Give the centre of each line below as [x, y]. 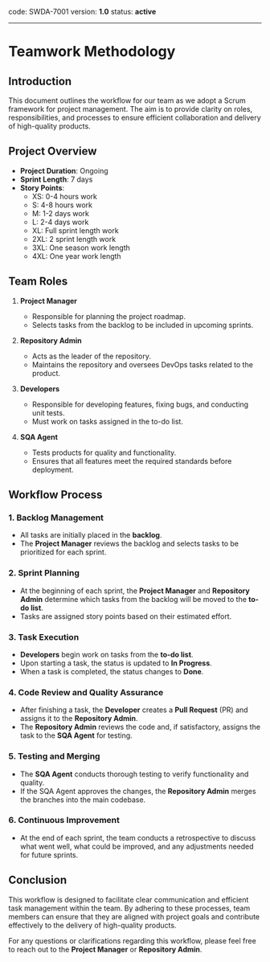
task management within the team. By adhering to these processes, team [129, 908]
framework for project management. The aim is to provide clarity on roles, [131, 109]
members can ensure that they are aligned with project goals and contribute [134, 916]
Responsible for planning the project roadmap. [109, 316]
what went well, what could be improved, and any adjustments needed [137, 846]
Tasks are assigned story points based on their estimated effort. [126, 616]
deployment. [53, 469]
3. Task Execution [44, 637]
